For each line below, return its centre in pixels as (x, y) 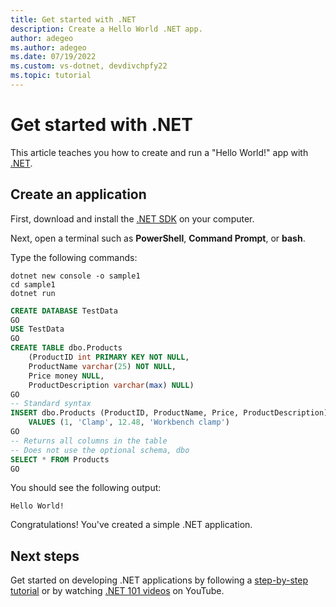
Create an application (78, 194)
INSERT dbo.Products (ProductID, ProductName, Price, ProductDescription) (169, 413)
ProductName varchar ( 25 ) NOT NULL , (102, 366)
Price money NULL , (66, 376)
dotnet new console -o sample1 (75, 276)
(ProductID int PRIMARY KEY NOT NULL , (109, 357)
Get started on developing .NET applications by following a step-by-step (159, 580)
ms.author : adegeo (48, 47)
